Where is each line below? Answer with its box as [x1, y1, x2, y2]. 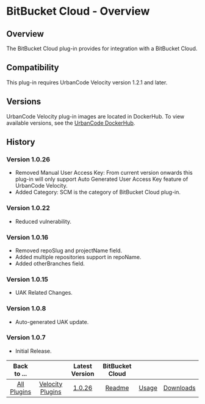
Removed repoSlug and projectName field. [15, 246, 123, 254]
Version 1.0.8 [6, 304, 46, 313]
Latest [73, 362, 93, 370]
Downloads [163, 383, 196, 392]
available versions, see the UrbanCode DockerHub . [6, 119, 135, 127]
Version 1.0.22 [6, 204, 50, 212]
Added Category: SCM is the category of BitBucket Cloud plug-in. [15, 188, 181, 196]
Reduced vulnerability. [15, 218, 72, 225]
